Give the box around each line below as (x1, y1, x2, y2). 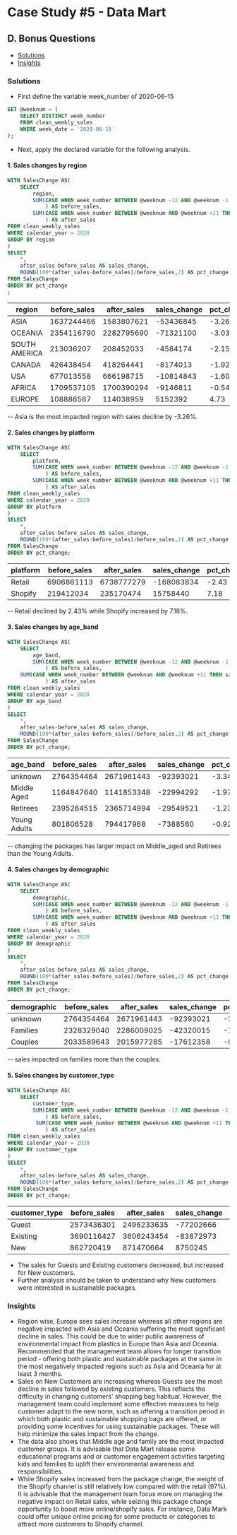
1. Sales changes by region (7, 161, 87, 170)
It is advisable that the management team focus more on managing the (17, 1490, 224, 1498)
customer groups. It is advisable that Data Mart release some (17, 1445, 195, 1453)
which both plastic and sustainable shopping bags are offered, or (17, 1415, 207, 1423)
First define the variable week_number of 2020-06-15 (17, 93, 174, 101)
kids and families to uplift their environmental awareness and (17, 1460, 195, 1469)
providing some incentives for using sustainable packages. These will (17, 1422, 220, 1431)
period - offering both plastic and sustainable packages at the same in (17, 1355, 222, 1363)
